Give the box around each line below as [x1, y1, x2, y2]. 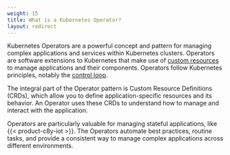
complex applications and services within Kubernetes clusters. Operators [7, 49, 215, 57]
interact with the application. [7, 106, 88, 114]
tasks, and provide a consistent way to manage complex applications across [7, 134, 224, 143]
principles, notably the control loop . [7, 71, 108, 79]
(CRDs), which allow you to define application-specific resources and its [7, 92, 212, 100]
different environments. [7, 142, 74, 150]
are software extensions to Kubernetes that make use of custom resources [7, 56, 219, 65]
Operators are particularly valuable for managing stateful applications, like [7, 120, 218, 128]
